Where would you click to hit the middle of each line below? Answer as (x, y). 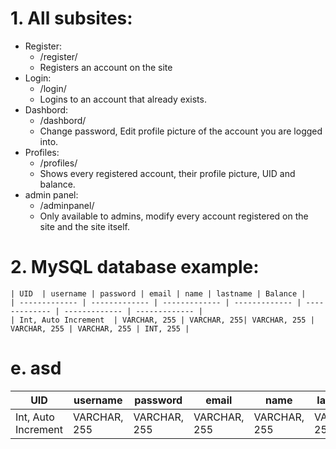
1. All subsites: (71, 18)
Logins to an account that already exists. (123, 99)
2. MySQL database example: (135, 267)
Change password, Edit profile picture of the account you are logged (181, 131)
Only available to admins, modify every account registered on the (174, 216)
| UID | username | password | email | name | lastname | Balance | (158, 293)
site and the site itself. (85, 226)
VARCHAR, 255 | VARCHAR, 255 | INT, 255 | (100, 328)
